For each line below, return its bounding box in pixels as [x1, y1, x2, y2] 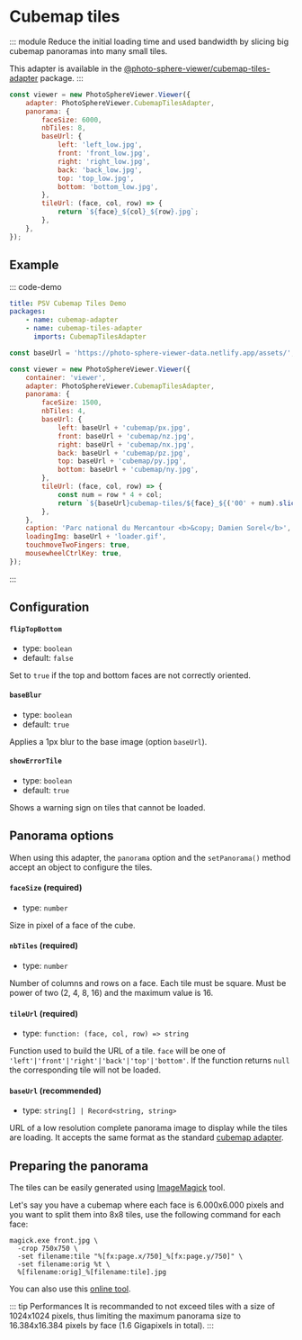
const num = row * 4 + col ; [57, 490, 164, 499]
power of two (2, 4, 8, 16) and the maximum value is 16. [9, 987, 214, 998]
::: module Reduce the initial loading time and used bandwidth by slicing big [9, 36, 289, 47]
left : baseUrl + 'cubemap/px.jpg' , [57, 423, 191, 432]
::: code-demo [9, 281, 62, 292]
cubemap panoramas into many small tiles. [9, 45, 168, 56]
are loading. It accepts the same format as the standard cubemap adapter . [9, 1132, 285, 1143]
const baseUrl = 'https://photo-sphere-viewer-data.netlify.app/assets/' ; [9, 349, 296, 358]
